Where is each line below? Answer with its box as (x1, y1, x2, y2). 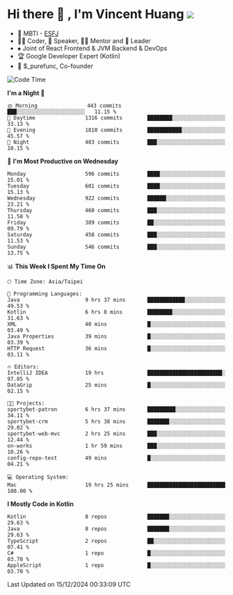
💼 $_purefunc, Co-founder (17, 62, 94, 70)
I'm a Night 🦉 (7, 88, 45, 97)
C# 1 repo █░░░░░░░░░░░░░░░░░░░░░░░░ (7, 549, 226, 557)
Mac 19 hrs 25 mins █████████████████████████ (7, 481, 226, 489)
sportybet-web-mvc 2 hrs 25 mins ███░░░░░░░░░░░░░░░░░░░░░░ (7, 430, 226, 437)
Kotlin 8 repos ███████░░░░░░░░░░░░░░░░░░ (7, 513, 226, 520)
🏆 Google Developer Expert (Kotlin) (17, 51, 120, 60)
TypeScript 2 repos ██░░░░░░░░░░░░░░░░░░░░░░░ (7, 537, 226, 544)
